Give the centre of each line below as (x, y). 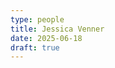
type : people (37, 19)
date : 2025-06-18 (46, 38)
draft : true (35, 47)
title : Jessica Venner (57, 29)
